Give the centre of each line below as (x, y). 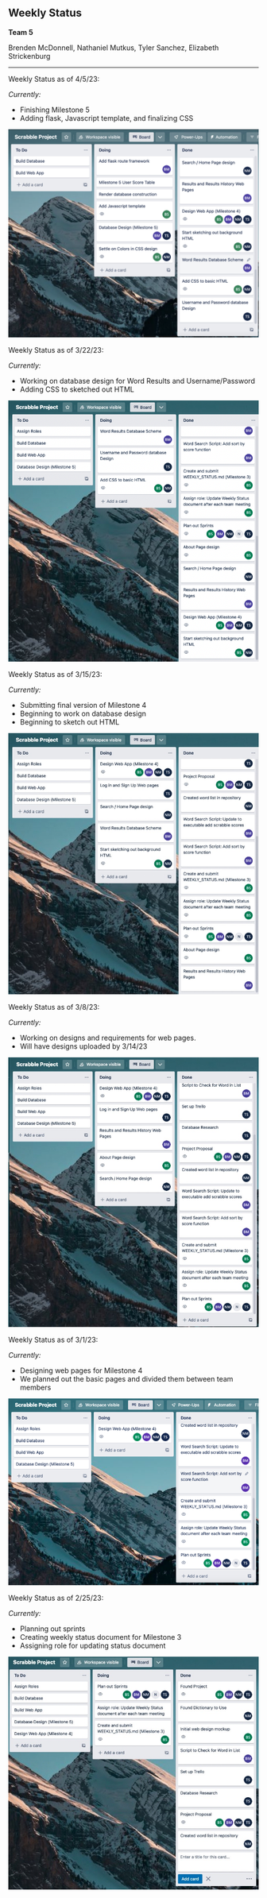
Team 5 (21, 32)
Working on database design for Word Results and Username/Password (137, 381)
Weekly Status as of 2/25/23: (56, 1598)
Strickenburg (29, 56)
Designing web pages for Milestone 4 (81, 1370)
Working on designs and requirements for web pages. (108, 1038)
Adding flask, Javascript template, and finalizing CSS (106, 118)
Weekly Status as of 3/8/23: (54, 1007)
